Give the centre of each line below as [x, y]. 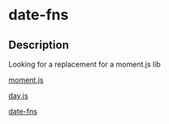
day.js [18, 96]
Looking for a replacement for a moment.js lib [84, 64]
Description [39, 45]
